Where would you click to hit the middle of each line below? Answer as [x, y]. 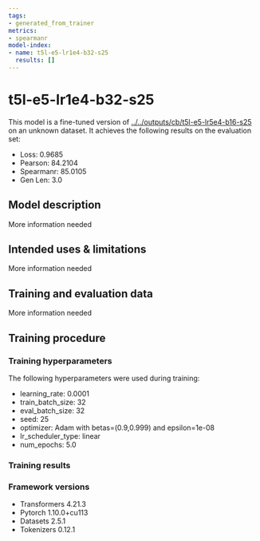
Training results [39, 465]
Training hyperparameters [60, 360]
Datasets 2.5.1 [43, 521]
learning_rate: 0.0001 [55, 393]
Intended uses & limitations [77, 250]
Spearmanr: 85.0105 [53, 171]
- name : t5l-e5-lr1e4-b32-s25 [59, 53]
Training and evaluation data [81, 294]
